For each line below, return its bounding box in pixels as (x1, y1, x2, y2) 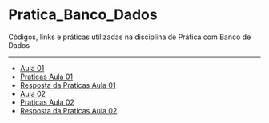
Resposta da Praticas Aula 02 (19, 105, 118, 115)
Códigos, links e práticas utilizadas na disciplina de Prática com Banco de (8, 32, 251, 42)
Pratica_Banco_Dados (8, 6, 158, 24)
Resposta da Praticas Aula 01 (19, 80, 116, 89)
